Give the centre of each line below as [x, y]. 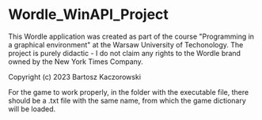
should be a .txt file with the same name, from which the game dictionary [127, 100]
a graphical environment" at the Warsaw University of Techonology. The [126, 44]
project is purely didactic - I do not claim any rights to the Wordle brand [125, 53]
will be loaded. [32, 109]
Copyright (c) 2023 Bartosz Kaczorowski [74, 77]
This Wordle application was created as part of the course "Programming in [131, 36]
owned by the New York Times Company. [76, 62]
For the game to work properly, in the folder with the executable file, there [129, 92]
